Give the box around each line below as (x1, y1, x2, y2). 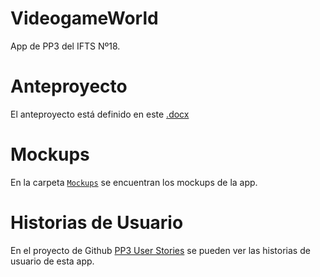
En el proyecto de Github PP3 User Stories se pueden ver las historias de (10, 244, 311, 256)
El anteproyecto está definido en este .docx (10, 108, 190, 120)
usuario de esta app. (10, 255, 95, 267)
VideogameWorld (10, 7, 159, 30)
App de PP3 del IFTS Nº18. (10, 40, 121, 52)
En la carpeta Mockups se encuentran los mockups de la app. (10, 176, 258, 188)
